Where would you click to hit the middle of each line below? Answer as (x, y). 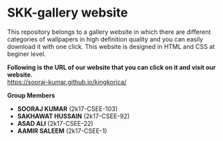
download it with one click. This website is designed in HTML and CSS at (111, 46)
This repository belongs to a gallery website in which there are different (109, 32)
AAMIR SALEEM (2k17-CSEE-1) (62, 131)
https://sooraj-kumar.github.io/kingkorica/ (67, 82)
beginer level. (27, 54)
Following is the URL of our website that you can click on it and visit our (111, 67)
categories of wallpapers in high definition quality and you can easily (105, 39)
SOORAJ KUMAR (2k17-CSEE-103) (67, 109)
